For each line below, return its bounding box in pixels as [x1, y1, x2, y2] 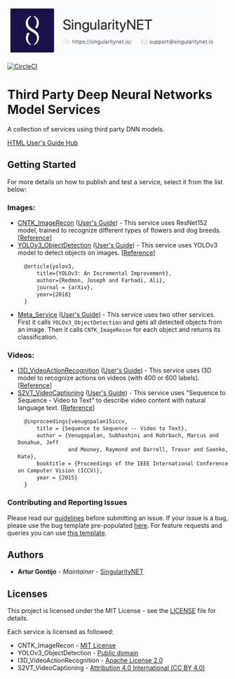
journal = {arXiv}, [36, 284, 93, 291]
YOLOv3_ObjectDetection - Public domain [17, 649, 139, 657]
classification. [17, 333, 58, 342]
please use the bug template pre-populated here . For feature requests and [7, 521, 222, 529]
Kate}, [17, 453, 37, 460]
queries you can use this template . [7, 529, 107, 537]
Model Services [7, 102, 100, 118]
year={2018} [36, 291, 72, 298]
